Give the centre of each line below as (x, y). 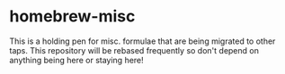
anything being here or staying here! (76, 60)
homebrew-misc (72, 16)
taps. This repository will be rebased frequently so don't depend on (134, 50)
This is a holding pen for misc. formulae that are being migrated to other (142, 41)
